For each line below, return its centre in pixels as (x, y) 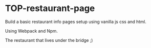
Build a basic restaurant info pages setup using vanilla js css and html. (76, 22)
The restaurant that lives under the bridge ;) (49, 40)
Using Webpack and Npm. (32, 31)
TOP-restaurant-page (50, 8)
